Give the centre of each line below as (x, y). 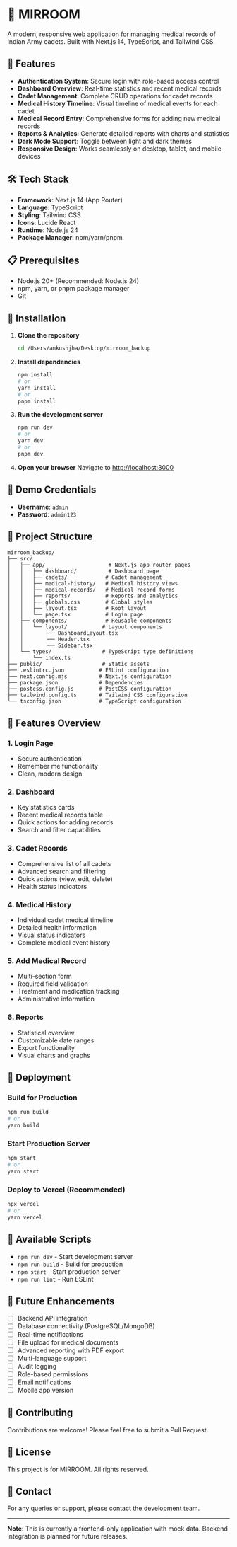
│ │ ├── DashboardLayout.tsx (63, 633)
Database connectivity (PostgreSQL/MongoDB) (86, 1326)
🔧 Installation (37, 318)
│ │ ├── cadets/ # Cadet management (85, 577)
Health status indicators (52, 886)
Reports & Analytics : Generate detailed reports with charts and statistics (123, 133)
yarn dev (30, 441)
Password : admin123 (47, 514)
